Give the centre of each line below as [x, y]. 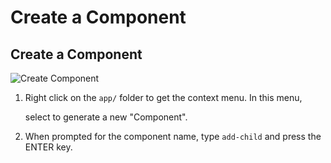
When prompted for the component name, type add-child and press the [173, 136]
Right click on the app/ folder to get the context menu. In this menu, [163, 97]
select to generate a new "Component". [106, 117]
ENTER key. [48, 147]
